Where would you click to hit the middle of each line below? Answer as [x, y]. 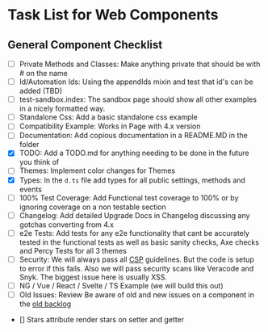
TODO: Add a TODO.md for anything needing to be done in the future [134, 153]
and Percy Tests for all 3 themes [73, 250]
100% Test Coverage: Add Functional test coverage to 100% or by [129, 198]
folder [29, 145]
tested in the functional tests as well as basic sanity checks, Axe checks [139, 242]
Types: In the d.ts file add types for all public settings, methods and [132, 180]
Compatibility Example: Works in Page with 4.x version [110, 126]
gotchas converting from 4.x [67, 225]
